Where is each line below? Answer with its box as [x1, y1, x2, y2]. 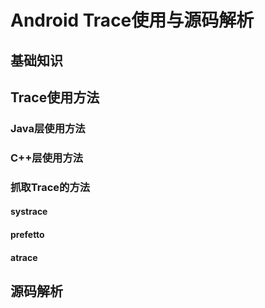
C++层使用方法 [10, 151, 84, 165]
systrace [10, 206, 48, 218]
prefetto [10, 228, 45, 240]
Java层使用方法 [10, 121, 86, 135]
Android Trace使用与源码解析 [10, 9, 255, 32]
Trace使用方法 [10, 89, 100, 106]
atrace [10, 251, 38, 263]
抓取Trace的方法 [10, 180, 91, 194]
